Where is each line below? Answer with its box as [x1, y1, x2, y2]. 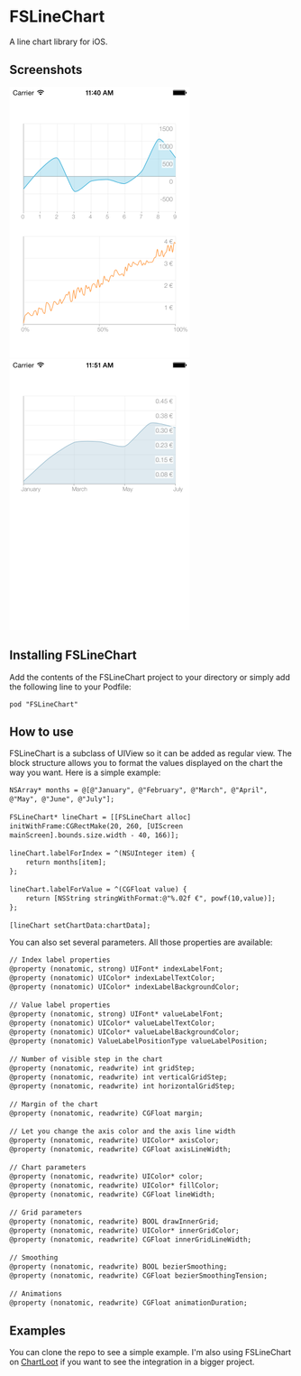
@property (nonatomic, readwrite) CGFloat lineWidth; [9, 1190, 216, 1199]
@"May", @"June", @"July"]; [9, 795, 115, 804]
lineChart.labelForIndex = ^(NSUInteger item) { [9, 849, 196, 858]
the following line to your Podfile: [9, 681, 132, 692]
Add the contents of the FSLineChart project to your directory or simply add [9, 671, 290, 682]
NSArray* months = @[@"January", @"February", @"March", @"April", [9, 786, 269, 795]
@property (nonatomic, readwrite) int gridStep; [9, 1064, 196, 1073]
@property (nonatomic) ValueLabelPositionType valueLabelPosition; [9, 1037, 269, 1046]
